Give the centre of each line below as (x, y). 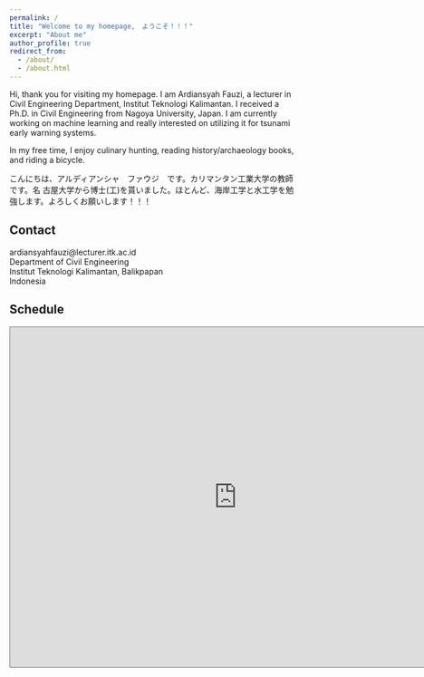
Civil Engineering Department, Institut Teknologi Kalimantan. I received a (144, 103)
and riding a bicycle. (47, 160)
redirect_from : (38, 52)
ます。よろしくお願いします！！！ (88, 201)
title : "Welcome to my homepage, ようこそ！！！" (101, 26)
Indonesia (28, 281)
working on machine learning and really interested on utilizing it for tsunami (150, 122)
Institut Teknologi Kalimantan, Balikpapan (87, 271)
